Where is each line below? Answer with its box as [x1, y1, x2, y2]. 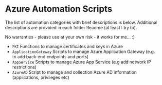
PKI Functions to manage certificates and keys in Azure [12, 43, 123, 49]
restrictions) [12, 64, 36, 70]
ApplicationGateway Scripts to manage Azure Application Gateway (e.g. [12, 49, 155, 54]
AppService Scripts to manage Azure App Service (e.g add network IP [12, 59, 151, 65]
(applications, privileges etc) [12, 74, 70, 80]
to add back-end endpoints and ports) [12, 53, 89, 59]
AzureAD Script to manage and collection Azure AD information [12, 69, 137, 75]
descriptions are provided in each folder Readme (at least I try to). [5, 24, 137, 30]
